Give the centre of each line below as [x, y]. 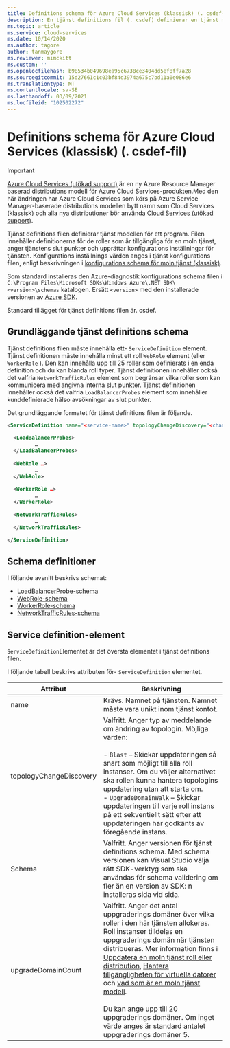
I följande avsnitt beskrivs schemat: [57, 578]
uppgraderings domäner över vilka [158, 914]
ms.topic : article [33, 26]
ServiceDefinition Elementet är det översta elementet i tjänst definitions [108, 651]
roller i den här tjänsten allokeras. [156, 923]
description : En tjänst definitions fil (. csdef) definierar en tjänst [113, 20]
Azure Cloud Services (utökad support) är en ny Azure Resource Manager [111, 183]
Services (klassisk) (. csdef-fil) [97, 152]
